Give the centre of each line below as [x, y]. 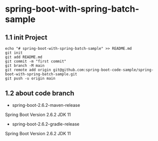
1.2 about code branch [40, 93]
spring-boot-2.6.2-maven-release [46, 105]
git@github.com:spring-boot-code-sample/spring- [103, 70]
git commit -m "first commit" [36, 61]
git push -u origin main [30, 79]
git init [14, 53]
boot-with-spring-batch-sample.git [41, 74]
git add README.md [24, 57]
